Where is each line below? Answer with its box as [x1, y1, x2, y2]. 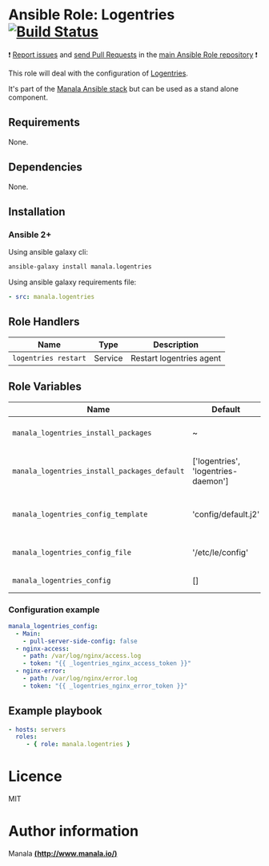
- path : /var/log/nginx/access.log [22, 652, 142, 660]
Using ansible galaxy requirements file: [8, 277, 137, 287]
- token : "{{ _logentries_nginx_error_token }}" [22, 681, 188, 690]
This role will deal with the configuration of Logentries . [8, 68, 188, 78]
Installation [8, 205, 66, 219]
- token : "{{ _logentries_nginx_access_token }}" [22, 660, 192, 668]
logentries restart [12, 353, 86, 362]
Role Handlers [8, 315, 80, 329]
